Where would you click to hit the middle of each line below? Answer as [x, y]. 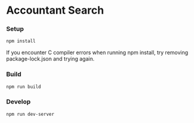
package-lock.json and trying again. [50, 59]
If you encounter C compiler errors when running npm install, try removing [97, 53]
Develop [18, 102]
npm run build [24, 87]
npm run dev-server [30, 114]
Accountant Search [55, 10]
